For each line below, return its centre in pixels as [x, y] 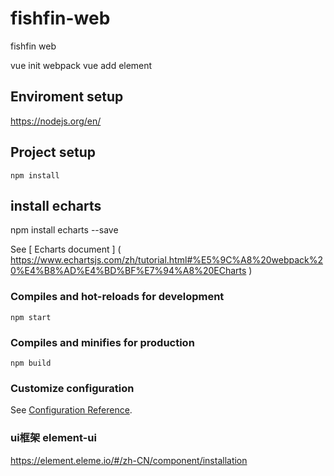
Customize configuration [72, 388]
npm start [31, 317]
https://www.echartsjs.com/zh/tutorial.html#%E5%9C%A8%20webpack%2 [167, 260]
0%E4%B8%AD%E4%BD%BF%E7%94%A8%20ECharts [128, 271]
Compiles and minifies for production [102, 342]
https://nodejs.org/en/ [56, 121]
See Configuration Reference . [71, 410]
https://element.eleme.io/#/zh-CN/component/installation [129, 460]
